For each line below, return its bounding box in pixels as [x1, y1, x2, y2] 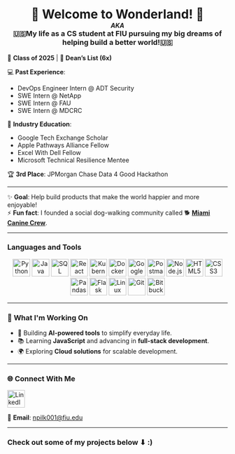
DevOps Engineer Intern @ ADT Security [17, 84, 134, 92]
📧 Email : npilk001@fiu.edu [7, 413, 83, 422]
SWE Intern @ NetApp [17, 91, 82, 100]
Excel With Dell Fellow [17, 148, 82, 156]
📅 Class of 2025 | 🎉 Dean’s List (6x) [7, 53, 112, 62]
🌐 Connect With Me [7, 374, 76, 384]
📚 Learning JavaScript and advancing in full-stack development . [17, 337, 210, 345]
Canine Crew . [7, 218, 48, 227]
